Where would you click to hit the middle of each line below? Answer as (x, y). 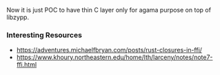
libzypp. (18, 17)
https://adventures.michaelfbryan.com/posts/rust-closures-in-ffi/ (109, 50)
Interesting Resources (44, 35)
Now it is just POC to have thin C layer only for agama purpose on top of (109, 10)
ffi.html (27, 65)
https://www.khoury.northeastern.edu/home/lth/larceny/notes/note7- (114, 57)
